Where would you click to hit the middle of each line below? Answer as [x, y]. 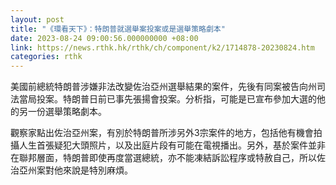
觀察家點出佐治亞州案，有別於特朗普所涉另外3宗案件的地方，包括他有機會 [162, 133]
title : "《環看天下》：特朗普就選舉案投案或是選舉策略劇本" [118, 29]
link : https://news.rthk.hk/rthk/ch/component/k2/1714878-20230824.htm [162, 47]
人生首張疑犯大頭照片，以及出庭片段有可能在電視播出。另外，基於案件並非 [172, 145]
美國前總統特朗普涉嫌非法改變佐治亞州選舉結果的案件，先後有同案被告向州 [163, 87]
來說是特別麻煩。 [97, 170]
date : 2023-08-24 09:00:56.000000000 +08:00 [104, 38]
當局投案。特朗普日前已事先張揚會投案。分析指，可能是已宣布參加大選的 [167, 99]
